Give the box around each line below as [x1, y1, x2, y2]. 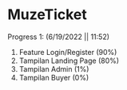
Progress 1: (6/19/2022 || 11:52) [7, 32, 109, 41]
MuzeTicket [7, 6, 87, 24]
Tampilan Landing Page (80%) [18, 56, 120, 65]
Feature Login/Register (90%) [18, 47, 117, 57]
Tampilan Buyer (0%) [18, 72, 89, 82]
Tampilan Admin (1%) [18, 64, 89, 73]
